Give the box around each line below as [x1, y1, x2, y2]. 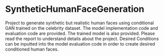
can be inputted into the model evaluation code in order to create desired [5, 41, 156, 47]
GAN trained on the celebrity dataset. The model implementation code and [5, 25, 159, 31]
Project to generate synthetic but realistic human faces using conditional [5, 20, 154, 26]
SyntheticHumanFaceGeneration [5, 3, 145, 15]
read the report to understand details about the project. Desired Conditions [5, 36, 159, 42]
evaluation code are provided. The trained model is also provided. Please [5, 30, 156, 36]
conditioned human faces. [5, 46, 59, 52]
